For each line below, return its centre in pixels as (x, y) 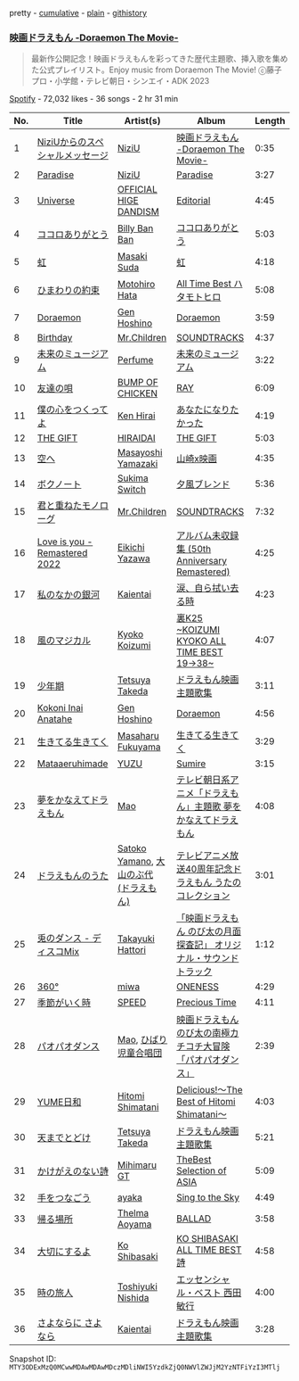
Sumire (191, 764)
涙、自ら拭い (203, 588)
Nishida (133, 1298)
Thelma (133, 1213)
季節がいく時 (64, 1003)
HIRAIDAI (136, 438)
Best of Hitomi (206, 1102)
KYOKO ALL (202, 641)
